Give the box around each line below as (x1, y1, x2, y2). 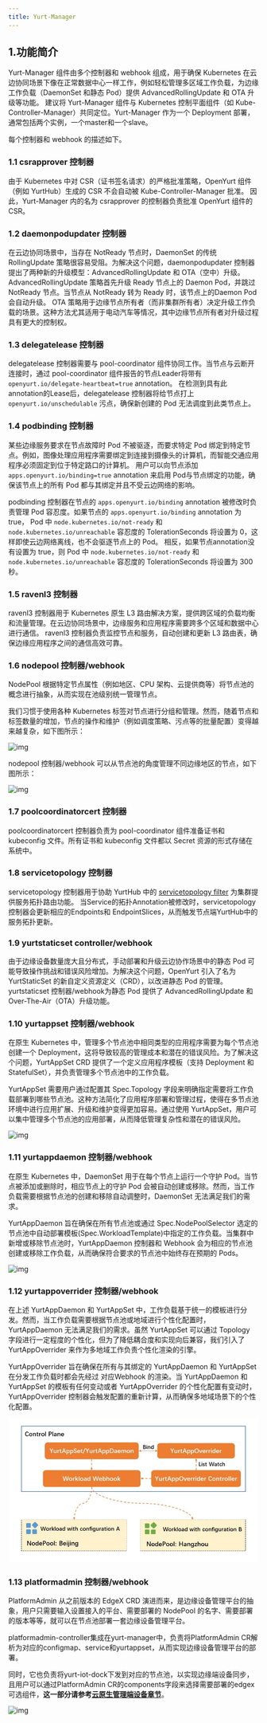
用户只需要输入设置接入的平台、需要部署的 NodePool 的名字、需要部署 (21, 1606, 253, 1615)
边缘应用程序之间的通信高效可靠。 (14, 638, 127, 647)
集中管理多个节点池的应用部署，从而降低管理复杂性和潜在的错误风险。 (14, 1114, 245, 1124)
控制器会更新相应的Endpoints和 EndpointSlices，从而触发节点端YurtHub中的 (8, 907, 258, 916)
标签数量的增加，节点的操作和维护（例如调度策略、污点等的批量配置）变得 (8, 716, 252, 726)
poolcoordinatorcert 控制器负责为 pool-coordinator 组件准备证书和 (8, 826, 225, 835)
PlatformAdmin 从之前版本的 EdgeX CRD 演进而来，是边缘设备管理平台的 (8, 1596, 247, 1606)
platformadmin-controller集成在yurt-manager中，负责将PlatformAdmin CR (8, 1633, 252, 1643)
